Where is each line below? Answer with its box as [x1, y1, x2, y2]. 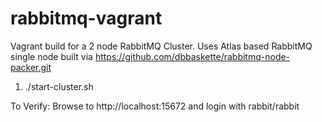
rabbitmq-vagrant [10, 7, 163, 30]
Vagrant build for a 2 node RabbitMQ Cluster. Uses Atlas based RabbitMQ [10, 40, 313, 52]
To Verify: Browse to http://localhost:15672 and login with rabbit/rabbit [10, 100, 300, 112]
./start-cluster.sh [24, 80, 94, 92]
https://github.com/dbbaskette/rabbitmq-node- [94, 50, 291, 62]
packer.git [10, 61, 52, 73]
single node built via [10, 50, 93, 62]
